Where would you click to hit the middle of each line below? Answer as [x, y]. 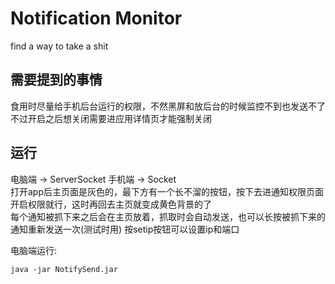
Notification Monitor [96, 18]
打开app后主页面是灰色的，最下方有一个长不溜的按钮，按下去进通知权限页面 [167, 191]
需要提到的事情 [56, 80]
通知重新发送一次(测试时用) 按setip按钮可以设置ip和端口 [125, 229]
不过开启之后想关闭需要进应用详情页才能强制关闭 [111, 118]
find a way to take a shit [59, 46]
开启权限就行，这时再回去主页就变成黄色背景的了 [111, 204]
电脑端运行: [34, 250]
